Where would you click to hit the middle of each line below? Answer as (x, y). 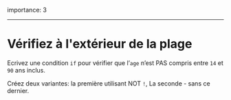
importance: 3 (27, 10)
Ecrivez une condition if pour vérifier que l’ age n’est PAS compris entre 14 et (115, 63)
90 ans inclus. (26, 70)
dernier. (18, 90)
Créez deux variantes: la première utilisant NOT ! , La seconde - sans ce (109, 83)
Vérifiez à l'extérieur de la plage (100, 44)
